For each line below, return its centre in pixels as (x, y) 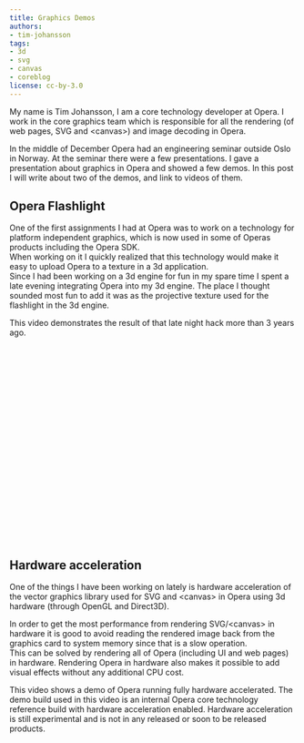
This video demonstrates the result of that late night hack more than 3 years (152, 323)
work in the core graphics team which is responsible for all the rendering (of (152, 121)
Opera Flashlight (57, 206)
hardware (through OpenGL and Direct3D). (90, 606)
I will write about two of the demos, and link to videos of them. (126, 178)
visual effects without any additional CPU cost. (97, 672)
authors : (26, 26)
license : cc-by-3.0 (46, 86)
